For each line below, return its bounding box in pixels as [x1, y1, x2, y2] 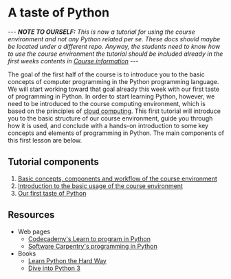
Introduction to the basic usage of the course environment [17, 181, 183, 190]
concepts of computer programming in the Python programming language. [8, 77, 219, 85]
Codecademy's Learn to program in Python [27, 234, 151, 242]
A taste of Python [8, 5, 109, 21]
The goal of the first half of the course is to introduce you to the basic [8, 70, 205, 79]
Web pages [17, 227, 51, 236]
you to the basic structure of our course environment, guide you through [8, 114, 213, 122]
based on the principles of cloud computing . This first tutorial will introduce [8, 107, 221, 115]
